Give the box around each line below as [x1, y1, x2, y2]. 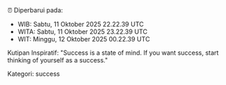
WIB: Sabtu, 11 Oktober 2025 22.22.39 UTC [17, 20, 144, 28]
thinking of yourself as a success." [7, 56, 108, 64]
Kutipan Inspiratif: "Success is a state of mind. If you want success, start [7, 48, 219, 57]
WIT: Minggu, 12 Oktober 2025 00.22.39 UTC [17, 35, 150, 43]
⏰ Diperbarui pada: [7, 6, 64, 14]
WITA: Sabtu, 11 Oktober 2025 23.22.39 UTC [17, 27, 147, 36]
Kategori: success [7, 70, 60, 78]
